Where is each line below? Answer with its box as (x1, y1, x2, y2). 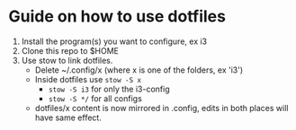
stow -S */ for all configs (48, 92, 143, 104)
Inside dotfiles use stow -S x (34, 74, 141, 84)
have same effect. (34, 112, 103, 123)
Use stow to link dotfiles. (21, 55, 113, 65)
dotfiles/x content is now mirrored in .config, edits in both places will (34, 102, 289, 113)
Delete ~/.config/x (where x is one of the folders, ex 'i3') (34, 65, 244, 75)
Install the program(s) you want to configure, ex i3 (21, 36, 208, 47)
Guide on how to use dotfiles (8, 6, 227, 27)
